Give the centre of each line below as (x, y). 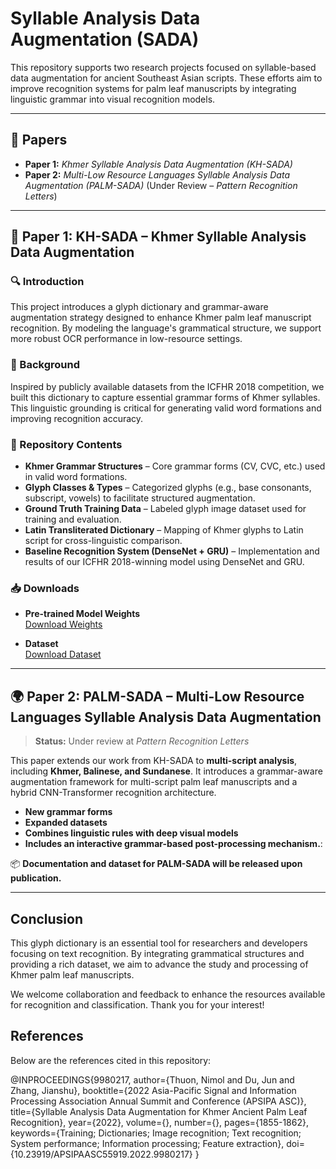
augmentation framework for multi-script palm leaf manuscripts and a (154, 782)
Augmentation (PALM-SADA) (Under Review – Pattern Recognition (161, 185)
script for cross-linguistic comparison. (103, 541)
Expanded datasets (66, 823)
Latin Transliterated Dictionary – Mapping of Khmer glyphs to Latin (164, 530)
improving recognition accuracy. (77, 418)
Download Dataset (63, 654)
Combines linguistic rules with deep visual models (131, 833)
